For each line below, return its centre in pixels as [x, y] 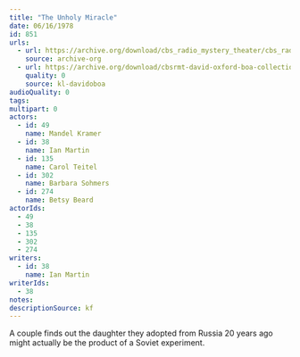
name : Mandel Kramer [63, 134]
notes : [21, 300]
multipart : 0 [33, 109]
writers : [25, 258]
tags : [19, 100]
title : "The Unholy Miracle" [63, 17]
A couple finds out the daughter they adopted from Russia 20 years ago [142, 333]
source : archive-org [63, 59]
